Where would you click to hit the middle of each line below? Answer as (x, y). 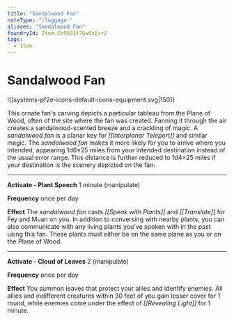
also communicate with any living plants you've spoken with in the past (109, 226)
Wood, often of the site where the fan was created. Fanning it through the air (117, 120)
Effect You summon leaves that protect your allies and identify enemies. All (115, 288)
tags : (15, 40)
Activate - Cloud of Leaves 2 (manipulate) (68, 261)
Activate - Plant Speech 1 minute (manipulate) (74, 184)
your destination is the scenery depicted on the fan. (81, 165)
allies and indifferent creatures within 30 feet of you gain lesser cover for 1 (114, 296)
